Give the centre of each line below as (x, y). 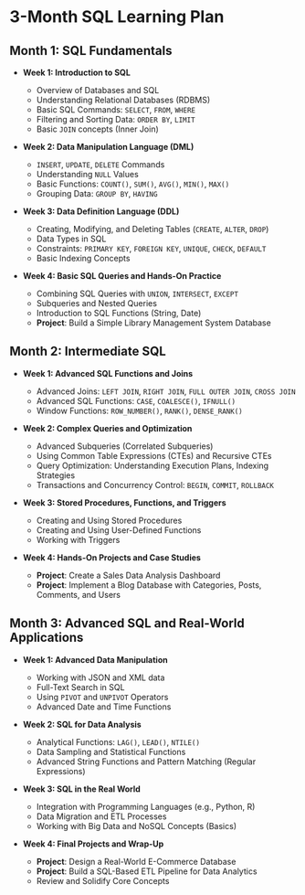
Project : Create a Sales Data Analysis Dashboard (128, 575)
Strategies (56, 475)
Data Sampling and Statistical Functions (111, 751)
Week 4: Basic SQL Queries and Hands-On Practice (122, 276)
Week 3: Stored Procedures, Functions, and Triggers (124, 502)
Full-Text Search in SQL (80, 687)
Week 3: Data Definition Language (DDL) (101, 211)
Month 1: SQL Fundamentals (91, 51)
